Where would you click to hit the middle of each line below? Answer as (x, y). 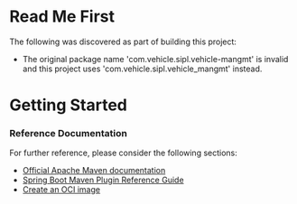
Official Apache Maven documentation (94, 171)
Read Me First (62, 17)
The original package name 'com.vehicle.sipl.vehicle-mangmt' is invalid (155, 59)
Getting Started (69, 105)
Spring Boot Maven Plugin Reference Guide (103, 180)
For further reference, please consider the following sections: (123, 153)
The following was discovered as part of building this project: (123, 42)
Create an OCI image (61, 190)
